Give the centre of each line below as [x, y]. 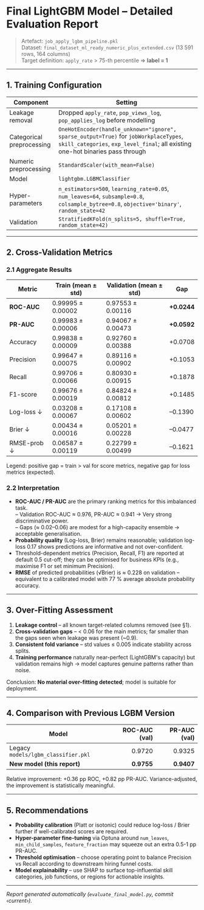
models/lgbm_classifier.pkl [50, 755]
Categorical [26, 137]
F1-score [23, 395]
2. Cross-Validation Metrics [59, 253]
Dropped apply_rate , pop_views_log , [110, 113]
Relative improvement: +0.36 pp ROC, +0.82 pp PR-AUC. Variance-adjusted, [102, 779]
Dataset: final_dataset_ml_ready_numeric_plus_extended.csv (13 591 [107, 47]
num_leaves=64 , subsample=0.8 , [101, 196]
